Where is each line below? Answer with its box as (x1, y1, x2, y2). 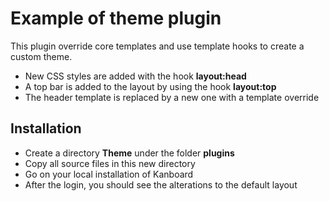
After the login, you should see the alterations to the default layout (24, 178, 298, 191)
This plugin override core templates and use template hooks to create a (10, 40, 305, 52)
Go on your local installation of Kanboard (24, 168, 194, 180)
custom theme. (10, 50, 73, 62)
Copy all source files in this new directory (24, 157, 196, 169)
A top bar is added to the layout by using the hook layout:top (24, 80, 277, 92)
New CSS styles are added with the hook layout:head (24, 70, 247, 82)
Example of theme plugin (10, 7, 222, 30)
